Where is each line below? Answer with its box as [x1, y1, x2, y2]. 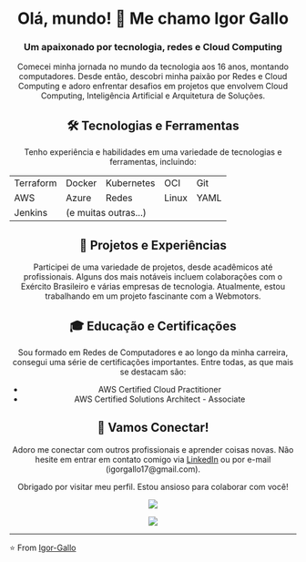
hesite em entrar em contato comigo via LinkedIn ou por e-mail [35, 454, 271, 465]
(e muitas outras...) [66, 207, 148, 220]
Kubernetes [106, 177, 156, 189]
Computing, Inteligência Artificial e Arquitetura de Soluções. [40, 90, 266, 101]
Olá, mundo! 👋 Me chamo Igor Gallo [16, 8, 290, 29]
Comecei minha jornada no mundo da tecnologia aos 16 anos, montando [16, 61, 290, 72]
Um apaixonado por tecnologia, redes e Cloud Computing [24, 41, 282, 54]
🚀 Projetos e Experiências [78, 237, 228, 253]
